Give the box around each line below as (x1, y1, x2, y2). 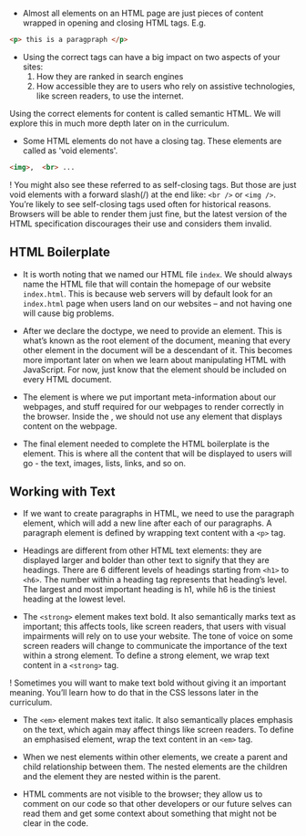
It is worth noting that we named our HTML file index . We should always (22, 268, 293, 279)
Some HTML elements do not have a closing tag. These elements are (22, 135, 282, 146)
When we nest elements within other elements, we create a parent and (22, 752, 289, 763)
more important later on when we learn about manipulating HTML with (22, 354, 287, 365)
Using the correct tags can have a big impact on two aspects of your (22, 51, 280, 62)
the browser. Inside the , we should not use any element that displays (22, 411, 282, 422)
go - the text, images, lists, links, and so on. (22, 457, 187, 468)
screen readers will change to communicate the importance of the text (22, 641, 288, 652)
